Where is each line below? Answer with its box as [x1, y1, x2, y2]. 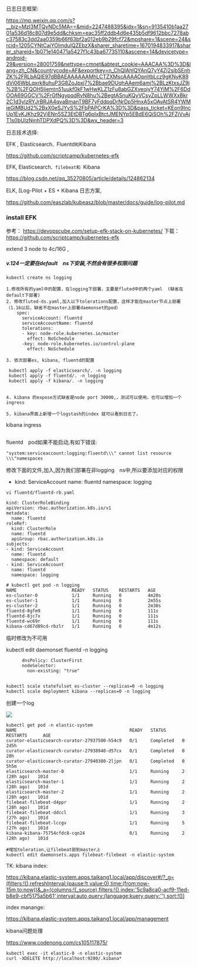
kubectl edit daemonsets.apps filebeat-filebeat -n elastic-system [6, 852, 175, 858]
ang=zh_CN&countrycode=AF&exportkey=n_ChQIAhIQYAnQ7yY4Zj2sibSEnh [6, 67, 191, 73]
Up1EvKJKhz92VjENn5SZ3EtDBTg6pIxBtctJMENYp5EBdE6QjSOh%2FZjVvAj [6, 111, 191, 118]
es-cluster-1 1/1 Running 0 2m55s [6, 598, 161, 604]
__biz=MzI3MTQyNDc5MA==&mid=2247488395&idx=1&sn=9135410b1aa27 [6, 23, 189, 30]
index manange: [6, 904, 45, 911]
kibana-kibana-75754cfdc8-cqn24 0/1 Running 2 [6, 831, 185, 836]
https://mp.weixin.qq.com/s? [6, 17, 75, 24]
